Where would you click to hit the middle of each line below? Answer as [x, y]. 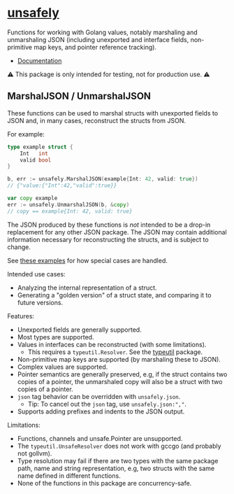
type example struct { [40, 147]
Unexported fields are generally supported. [79, 330]
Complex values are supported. [63, 367]
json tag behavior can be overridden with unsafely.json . [99, 396]
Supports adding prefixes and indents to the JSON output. [101, 411]
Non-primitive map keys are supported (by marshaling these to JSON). [119, 359]
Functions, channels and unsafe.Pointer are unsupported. [100, 438]
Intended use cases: [36, 274]
